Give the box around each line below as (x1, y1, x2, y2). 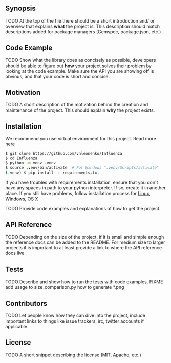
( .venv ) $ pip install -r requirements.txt (5, 170, 100, 175)
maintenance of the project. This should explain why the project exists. (5, 107, 155, 113)
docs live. (5, 250, 26, 257)
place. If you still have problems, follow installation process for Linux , (5, 190, 151, 196)
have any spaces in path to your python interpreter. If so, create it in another (5, 184, 166, 191)
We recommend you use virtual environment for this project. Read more (5, 136, 156, 142)
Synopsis (5, 4, 36, 13)
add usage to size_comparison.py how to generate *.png (5, 284, 124, 290)
